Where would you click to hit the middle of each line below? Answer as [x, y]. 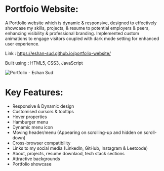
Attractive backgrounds [36, 159]
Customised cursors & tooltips [43, 111]
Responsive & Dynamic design [43, 106]
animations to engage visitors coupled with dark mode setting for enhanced [82, 39]
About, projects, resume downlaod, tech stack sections [68, 153]
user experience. [22, 43]
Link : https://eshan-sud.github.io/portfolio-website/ [58, 53]
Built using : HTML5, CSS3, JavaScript [44, 63]
